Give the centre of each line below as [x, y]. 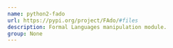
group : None [25, 34]
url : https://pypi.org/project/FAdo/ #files [73, 20]
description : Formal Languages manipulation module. [87, 27]
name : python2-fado [36, 14]
